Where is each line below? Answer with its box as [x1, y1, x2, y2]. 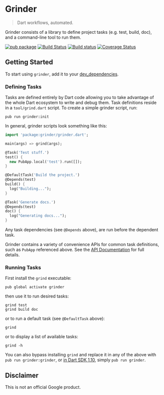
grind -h [5, 343, 23, 348]
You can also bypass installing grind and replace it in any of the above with [5, 352, 157, 358]
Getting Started [5, 58, 53, 67]
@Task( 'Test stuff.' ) [5, 150, 49, 155]
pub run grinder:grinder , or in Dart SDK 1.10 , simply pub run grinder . [5, 357, 146, 363]
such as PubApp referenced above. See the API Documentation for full [5, 247, 144, 253]
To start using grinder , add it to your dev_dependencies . [5, 71, 119, 77]
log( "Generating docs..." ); [9, 213, 67, 219]
